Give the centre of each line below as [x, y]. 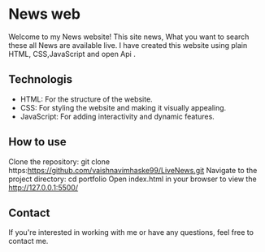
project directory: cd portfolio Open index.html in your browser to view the [133, 179]
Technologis [41, 79]
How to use [37, 142]
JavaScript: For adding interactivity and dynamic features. [117, 116]
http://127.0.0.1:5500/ [43, 187]
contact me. [28, 241]
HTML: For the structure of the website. [86, 99]
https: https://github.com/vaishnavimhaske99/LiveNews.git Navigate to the [133, 170]
